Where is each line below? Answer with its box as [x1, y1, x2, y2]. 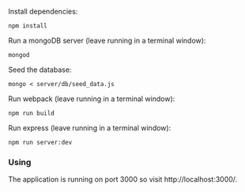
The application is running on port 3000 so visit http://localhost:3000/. [8, 175, 238, 184]
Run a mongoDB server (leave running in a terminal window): [8, 36, 206, 45]
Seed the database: [8, 65, 72, 74]
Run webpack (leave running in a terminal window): [8, 94, 175, 104]
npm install [8, 22, 47, 30]
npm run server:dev [8, 138, 73, 146]
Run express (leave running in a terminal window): [8, 123, 171, 133]
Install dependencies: [8, 7, 78, 16]
